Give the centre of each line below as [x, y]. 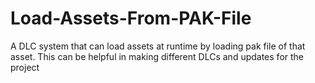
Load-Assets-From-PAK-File [131, 18]
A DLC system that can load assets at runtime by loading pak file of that [158, 46]
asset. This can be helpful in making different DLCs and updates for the [157, 56]
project [25, 67]
